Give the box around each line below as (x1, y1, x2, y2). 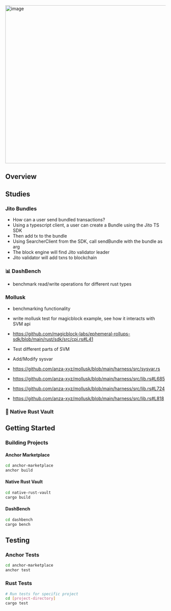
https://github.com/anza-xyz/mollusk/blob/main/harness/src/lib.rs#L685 (12, 375, 165, 381)
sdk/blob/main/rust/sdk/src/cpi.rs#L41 (12, 336, 93, 342)
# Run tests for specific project (5, 591, 79, 596)
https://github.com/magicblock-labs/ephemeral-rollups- (12, 330, 131, 337)
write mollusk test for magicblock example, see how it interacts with (12, 315, 155, 321)
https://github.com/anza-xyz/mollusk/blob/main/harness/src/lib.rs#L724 (12, 385, 165, 392)
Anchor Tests (5, 551, 40, 558)
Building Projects (5, 439, 48, 446)
